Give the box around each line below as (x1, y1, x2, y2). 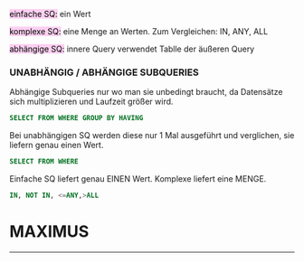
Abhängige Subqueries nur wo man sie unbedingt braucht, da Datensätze (9, 87, 283, 98)
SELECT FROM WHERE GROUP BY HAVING (9, 114, 144, 123)
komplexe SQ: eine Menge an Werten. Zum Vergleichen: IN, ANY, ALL (9, 26, 269, 36)
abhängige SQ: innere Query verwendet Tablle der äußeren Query (9, 43, 255, 54)
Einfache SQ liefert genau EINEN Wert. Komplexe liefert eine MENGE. (9, 173, 267, 184)
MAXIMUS (9, 221, 90, 242)
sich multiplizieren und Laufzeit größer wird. (9, 96, 174, 108)
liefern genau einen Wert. (9, 140, 104, 151)
